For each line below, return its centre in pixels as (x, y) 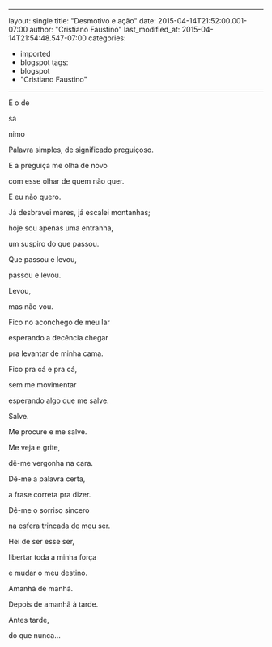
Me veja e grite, (34, 447)
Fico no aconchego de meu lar (59, 322)
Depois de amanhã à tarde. (53, 604)
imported (35, 54)
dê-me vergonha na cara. (51, 463)
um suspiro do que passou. (54, 244)
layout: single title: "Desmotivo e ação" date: (82, 21)
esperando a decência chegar (58, 338)
